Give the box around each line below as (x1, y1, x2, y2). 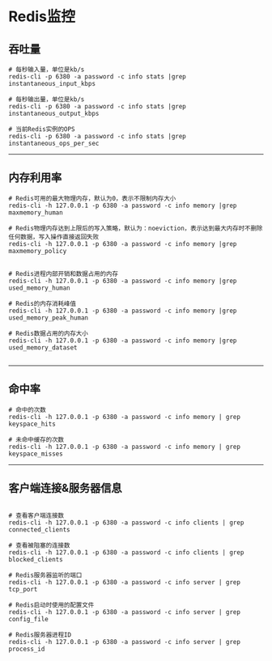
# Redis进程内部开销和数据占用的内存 (8, 269, 119, 278)
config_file (8, 616, 49, 624)
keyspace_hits (8, 420, 57, 428)
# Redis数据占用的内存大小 (8, 329, 89, 337)
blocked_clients (8, 556, 63, 564)
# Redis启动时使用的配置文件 (8, 601, 95, 609)
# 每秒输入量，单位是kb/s (8, 66, 85, 74)
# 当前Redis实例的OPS (8, 125, 75, 133)
